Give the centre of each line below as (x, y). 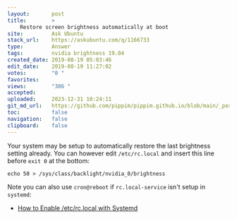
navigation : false (38, 119)
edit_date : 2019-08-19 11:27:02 (60, 66)
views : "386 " (39, 86)
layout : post (36, 14)
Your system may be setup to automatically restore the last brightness (109, 146)
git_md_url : (25, 106)
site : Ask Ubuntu (45, 34)
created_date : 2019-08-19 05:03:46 (60, 60)
